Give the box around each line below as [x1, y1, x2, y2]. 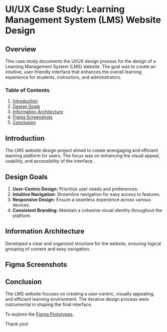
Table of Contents [5, 86, 50, 93]
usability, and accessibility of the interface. [5, 158, 94, 164]
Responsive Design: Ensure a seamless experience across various [12, 196, 151, 202]
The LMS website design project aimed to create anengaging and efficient [5, 147, 158, 154]
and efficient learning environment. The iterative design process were [5, 296, 149, 302]
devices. [12, 202, 31, 208]
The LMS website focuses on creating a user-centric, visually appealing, [5, 290, 154, 297]
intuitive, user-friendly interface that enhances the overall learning [5, 69, 142, 75]
